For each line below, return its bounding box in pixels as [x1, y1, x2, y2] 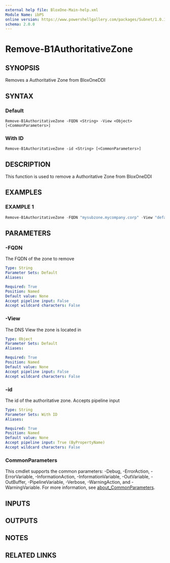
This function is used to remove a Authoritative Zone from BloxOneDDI [5, 174, 152, 180]
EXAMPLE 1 [5, 204, 34, 211]
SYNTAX [5, 92, 34, 101]
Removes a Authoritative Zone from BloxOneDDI [5, 77, 106, 83]
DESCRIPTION [5, 160, 51, 169]
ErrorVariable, [5, 474, 34, 480]
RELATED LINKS [5, 551, 57, 559]
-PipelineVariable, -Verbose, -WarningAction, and [27, 479, 131, 485]
